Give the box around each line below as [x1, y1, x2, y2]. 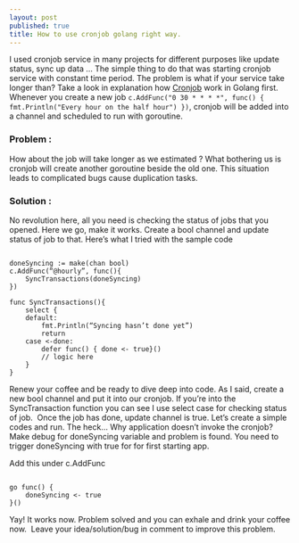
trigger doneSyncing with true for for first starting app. [9, 440, 210, 451]
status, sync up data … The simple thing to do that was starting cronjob [9, 63, 271, 74]
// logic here [41, 352, 94, 361]
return [41, 329, 66, 338]
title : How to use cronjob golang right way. [9, 29, 181, 38]
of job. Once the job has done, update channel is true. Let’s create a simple [9, 412, 287, 423]
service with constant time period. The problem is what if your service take [9, 73, 286, 84]
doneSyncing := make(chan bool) [9, 259, 129, 267]
